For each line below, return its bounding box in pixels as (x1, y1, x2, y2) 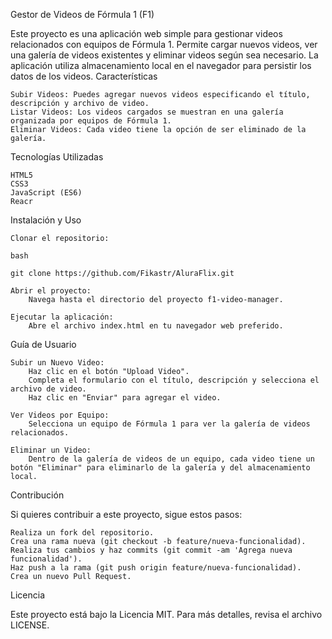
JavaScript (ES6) (10, 188, 83, 198)
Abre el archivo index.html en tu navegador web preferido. (28, 321, 284, 331)
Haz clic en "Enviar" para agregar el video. (28, 393, 222, 403)
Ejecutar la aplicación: (10, 312, 114, 322)
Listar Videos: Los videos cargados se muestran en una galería (10, 107, 284, 117)
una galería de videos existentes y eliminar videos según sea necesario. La (10, 49, 319, 61)
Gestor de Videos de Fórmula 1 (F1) (10, 9, 155, 20)
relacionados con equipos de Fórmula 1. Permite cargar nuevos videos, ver (10, 39, 318, 50)
